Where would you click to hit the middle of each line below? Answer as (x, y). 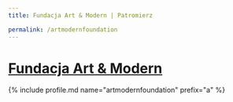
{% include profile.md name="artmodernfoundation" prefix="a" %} (117, 90)
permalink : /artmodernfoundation (63, 29)
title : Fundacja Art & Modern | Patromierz (81, 15)
